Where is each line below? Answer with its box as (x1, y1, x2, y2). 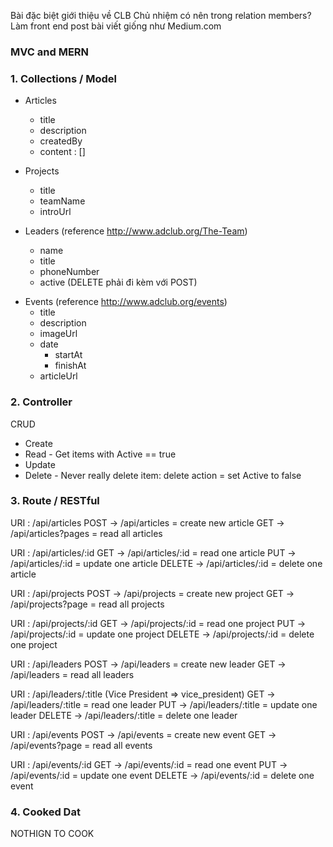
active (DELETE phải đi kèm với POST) (39, 276, 198, 289)
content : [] (39, 146, 86, 158)
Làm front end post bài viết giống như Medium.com (10, 20, 222, 32)
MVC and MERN (10, 45, 90, 59)
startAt (54, 349, 83, 361)
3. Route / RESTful (10, 494, 100, 508)
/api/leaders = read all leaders (10, 668, 135, 680)
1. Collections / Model (10, 71, 117, 85)
